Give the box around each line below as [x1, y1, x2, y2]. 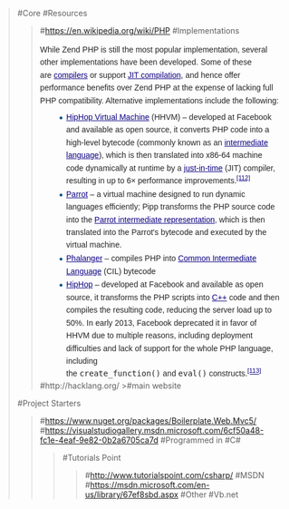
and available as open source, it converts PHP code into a [65, 124, 270, 135]
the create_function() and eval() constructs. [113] [65, 367, 262, 379]
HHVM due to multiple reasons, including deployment [65, 330, 253, 341]
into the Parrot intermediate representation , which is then [65, 214, 265, 225]
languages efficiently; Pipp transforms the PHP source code [65, 201, 275, 212]
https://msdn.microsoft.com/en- [90, 480, 210, 491]
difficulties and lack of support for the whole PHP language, [65, 343, 274, 353]
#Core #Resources [16, 8, 88, 18]
